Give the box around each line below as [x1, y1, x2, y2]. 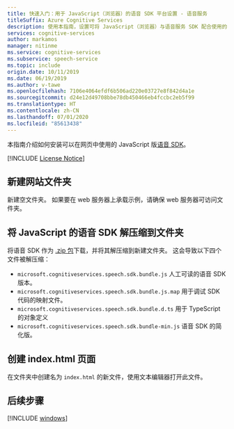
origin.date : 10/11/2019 [7, 68, 79, 75]
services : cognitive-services [7, 29, 95, 37]
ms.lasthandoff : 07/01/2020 [7, 113, 89, 120]
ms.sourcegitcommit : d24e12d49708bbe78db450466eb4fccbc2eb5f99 [7, 95, 195, 102]
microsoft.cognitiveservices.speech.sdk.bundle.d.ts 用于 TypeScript [17, 305, 221, 313]
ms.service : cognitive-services [7, 49, 101, 56]
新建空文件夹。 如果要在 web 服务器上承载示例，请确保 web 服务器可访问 [7, 195, 217, 204]
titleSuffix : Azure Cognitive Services [7, 17, 123, 24]
